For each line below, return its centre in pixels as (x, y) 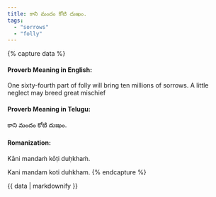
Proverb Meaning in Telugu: (49, 109)
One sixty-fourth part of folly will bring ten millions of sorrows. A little (108, 85)
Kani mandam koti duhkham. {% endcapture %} (77, 172)
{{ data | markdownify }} (43, 186)
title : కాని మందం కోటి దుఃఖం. (47, 14)
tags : (15, 20)
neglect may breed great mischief (57, 93)
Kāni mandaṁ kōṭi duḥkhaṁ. (49, 158)
